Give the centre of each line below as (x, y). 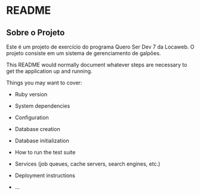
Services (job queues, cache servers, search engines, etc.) (87, 164)
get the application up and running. (49, 71)
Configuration (32, 118)
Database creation (38, 129)
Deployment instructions (45, 175)
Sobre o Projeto (36, 33)
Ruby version (31, 94)
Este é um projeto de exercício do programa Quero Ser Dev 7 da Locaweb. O (100, 47)
